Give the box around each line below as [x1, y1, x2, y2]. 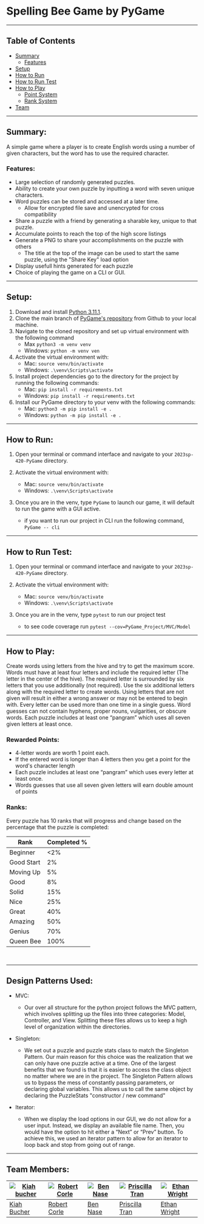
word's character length [15, 762, 75, 769]
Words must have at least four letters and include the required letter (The [6, 669, 189, 676]
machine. [15, 321, 39, 328]
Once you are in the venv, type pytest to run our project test [15, 611, 166, 619]
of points [15, 788, 38, 795]
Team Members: [6, 1164, 70, 1174]
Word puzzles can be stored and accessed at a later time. [15, 197, 160, 205]
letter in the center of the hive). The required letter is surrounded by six [6, 675, 184, 682]
